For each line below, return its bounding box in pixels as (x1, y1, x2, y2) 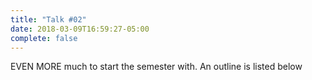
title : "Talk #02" (10, 14, 87, 25)
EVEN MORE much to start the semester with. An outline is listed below (10, 61, 303, 73)
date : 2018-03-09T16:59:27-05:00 (10, 24, 150, 34)
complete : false (10, 33, 78, 43)
